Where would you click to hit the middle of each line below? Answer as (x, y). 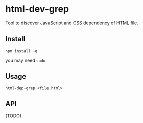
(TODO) (14, 116)
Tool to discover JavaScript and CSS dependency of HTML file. (72, 23)
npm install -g (21, 51)
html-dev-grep (37, 9)
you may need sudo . (26, 60)
